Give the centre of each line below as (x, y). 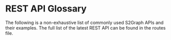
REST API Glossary (46, 9)
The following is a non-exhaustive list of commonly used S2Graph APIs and (84, 22)
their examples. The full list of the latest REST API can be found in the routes (86, 27)
